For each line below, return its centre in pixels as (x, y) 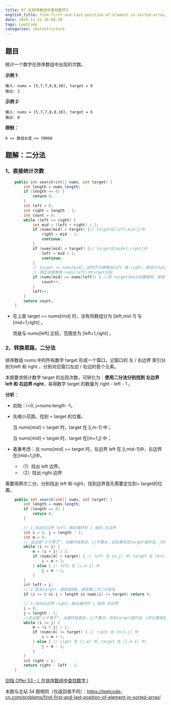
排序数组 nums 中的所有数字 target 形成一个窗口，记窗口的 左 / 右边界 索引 (83, 360)
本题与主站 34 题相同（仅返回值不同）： (46, 692)
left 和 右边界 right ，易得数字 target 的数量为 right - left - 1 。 (69, 384)
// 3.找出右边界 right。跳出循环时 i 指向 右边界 (71, 604)
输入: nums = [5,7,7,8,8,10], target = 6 (49, 112)
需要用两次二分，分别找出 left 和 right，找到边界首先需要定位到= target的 (81, 483)
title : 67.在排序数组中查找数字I (37, 10)
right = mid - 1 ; (60, 234)
